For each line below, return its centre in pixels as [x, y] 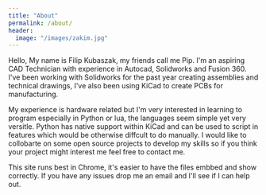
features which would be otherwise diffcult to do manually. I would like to [127, 135]
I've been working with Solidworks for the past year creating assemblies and [133, 77]
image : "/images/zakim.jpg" [62, 38]
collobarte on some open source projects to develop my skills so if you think [133, 143]
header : [21, 30]
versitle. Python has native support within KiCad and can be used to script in [133, 127]
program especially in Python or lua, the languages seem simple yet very [127, 118]
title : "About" [33, 16]
